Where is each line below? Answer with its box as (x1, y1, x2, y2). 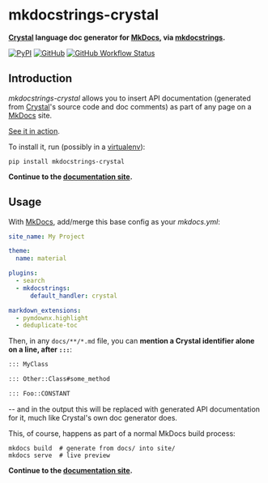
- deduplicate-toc (15, 322, 79, 330)
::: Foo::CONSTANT (8, 390, 70, 398)
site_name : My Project (8, 233, 85, 241)
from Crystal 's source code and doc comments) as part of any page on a (8, 101, 252, 111)
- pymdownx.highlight (15, 314, 89, 322)
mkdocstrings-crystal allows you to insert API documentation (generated (8, 93, 251, 103)
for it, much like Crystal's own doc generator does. (8, 412, 178, 422)
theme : (8, 247, 31, 255)
